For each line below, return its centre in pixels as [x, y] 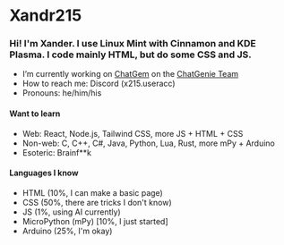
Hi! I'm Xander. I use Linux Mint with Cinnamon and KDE [133, 44]
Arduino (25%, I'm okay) [67, 231]
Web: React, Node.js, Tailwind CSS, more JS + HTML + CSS [133, 133]
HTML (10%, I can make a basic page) [92, 192]
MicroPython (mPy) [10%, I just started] [95, 221]
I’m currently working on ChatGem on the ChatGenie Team [130, 74]
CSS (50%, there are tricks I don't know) [97, 202]
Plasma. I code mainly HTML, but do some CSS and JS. [131, 55]
